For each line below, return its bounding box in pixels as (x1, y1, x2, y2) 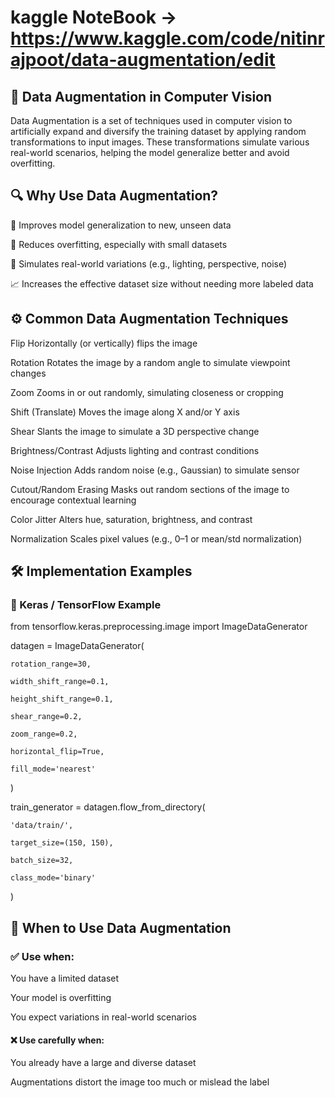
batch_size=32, (10, 856, 74, 866)
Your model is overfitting (10, 992, 112, 1003)
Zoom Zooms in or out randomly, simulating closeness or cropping (10, 386, 284, 398)
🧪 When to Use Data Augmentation (10, 919, 232, 936)
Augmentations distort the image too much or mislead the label (10, 1076, 270, 1088)
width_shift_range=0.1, (10, 677, 110, 687)
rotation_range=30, (10, 659, 92, 670)
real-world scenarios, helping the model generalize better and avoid (10, 147, 290, 158)
